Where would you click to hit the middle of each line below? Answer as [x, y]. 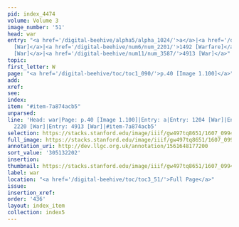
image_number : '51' [36, 27]
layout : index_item [36, 206]
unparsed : [22, 113]
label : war [23, 173]
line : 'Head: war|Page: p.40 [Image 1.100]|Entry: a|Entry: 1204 [106, 120]
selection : [23, 133]
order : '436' [27, 199]
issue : [17, 186]
